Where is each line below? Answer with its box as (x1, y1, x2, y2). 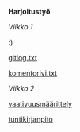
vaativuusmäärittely (8, 99, 73, 108)
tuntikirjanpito (8, 115, 53, 124)
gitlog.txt (8, 53, 38, 62)
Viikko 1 (8, 22, 33, 31)
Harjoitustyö (8, 7, 51, 16)
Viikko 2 (8, 83, 35, 93)
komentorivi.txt (8, 68, 58, 78)
